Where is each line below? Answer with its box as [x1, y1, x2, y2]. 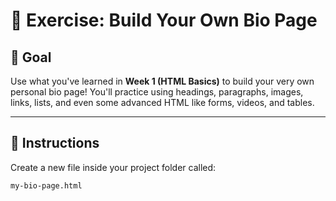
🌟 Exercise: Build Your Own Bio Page [10, 9, 318, 32]
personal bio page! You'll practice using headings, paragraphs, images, [10, 86, 304, 98]
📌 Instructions [10, 135, 100, 152]
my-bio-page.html [10, 180, 83, 191]
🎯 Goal [10, 49, 52, 66]
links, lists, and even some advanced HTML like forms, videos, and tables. [10, 97, 315, 108]
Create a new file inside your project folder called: [10, 161, 217, 173]
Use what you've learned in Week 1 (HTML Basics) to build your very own [10, 75, 315, 87]
